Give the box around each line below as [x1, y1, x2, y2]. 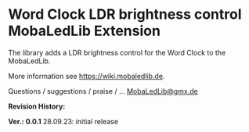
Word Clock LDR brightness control [8, 5, 242, 23]
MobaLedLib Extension [8, 22, 161, 40]
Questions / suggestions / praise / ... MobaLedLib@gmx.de [8, 86, 198, 95]
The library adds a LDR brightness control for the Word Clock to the [8, 48, 226, 57]
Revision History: [8, 102, 66, 111]
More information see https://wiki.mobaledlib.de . [8, 71, 165, 80]
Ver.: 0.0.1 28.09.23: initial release [8, 116, 119, 126]
